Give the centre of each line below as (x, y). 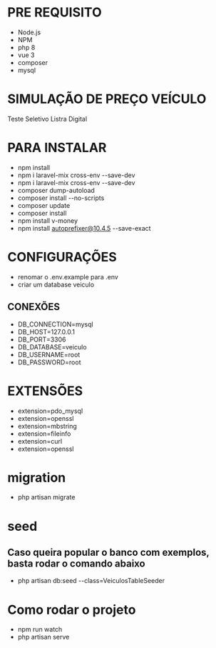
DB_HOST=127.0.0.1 (46, 332)
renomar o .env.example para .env (68, 276)
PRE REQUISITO (55, 13)
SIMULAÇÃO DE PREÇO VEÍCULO (107, 99)
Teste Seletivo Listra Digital (47, 119)
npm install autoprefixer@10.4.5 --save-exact (84, 228)
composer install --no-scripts (61, 198)
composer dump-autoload (56, 190)
